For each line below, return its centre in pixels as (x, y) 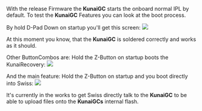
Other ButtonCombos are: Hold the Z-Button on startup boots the (87, 57)
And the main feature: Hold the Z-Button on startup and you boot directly (97, 76)
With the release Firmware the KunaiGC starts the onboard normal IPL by (98, 9)
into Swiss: (20, 83)
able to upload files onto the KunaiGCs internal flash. (72, 101)
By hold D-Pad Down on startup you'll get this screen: (73, 27)
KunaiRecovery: (26, 65)
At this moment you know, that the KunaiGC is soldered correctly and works (101, 39)
